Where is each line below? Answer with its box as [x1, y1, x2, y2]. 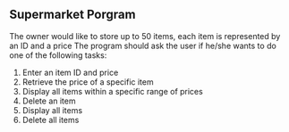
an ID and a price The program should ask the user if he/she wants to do [9, 40, 277, 51]
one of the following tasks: [9, 49, 107, 61]
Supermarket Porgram [9, 7, 136, 22]
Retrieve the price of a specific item [21, 76, 154, 87]
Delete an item [21, 95, 76, 106]
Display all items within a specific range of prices [21, 86, 203, 96]
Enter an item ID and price [21, 67, 119, 78]
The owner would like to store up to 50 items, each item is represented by [9, 30, 281, 41]
